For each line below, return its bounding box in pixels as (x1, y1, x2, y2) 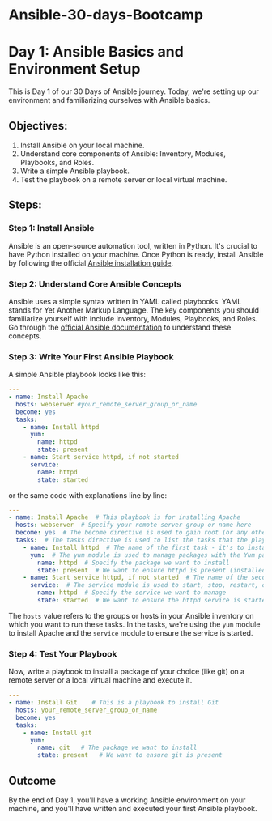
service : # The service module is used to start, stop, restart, (29, 581, 259, 589)
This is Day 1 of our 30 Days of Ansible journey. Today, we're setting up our (8, 87, 259, 96)
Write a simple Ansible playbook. (19, 166, 130, 176)
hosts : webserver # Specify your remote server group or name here (15, 521, 252, 530)
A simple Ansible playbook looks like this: (8, 370, 147, 380)
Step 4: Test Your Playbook (8, 648, 117, 659)
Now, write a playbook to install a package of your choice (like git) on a (8, 666, 245, 677)
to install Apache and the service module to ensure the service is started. (8, 627, 253, 637)
